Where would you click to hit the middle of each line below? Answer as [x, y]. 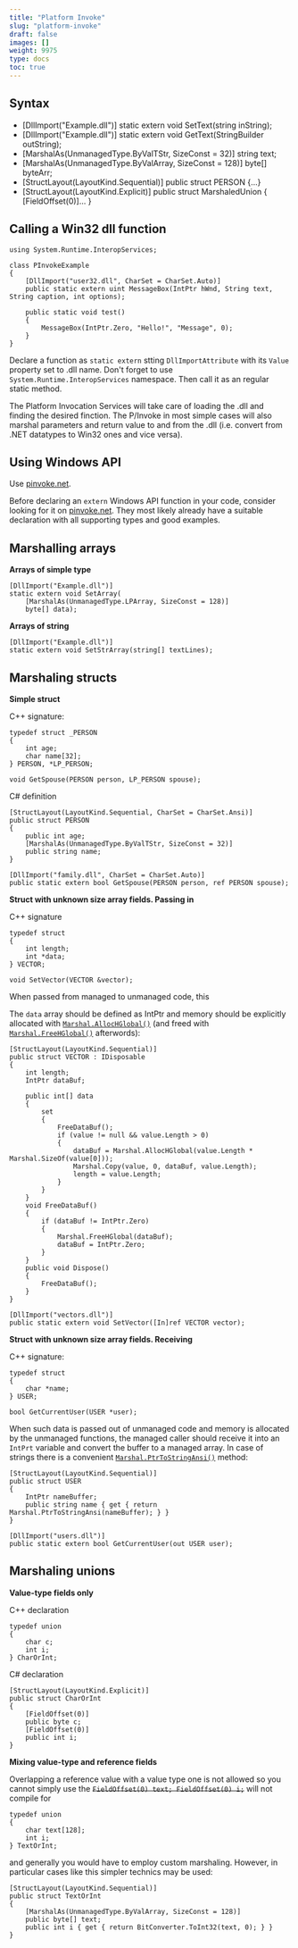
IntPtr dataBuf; [56, 1080]
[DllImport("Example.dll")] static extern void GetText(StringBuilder [143, 134]
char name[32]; [54, 756]
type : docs [29, 59]
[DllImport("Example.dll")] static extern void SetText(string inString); [147, 125]
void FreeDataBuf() [62, 1205]
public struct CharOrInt [55, 1698]
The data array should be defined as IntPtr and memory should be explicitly [148, 1014]
